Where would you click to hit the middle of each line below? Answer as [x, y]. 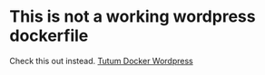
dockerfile [49, 36]
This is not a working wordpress [132, 17]
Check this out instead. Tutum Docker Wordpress [101, 61]
